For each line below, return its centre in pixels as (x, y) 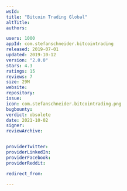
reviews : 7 (19, 77)
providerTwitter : (27, 147)
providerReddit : (26, 163)
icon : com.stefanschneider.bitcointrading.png (64, 104)
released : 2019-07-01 (32, 50)
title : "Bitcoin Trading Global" (47, 17)
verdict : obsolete (28, 115)
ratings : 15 (20, 71)
